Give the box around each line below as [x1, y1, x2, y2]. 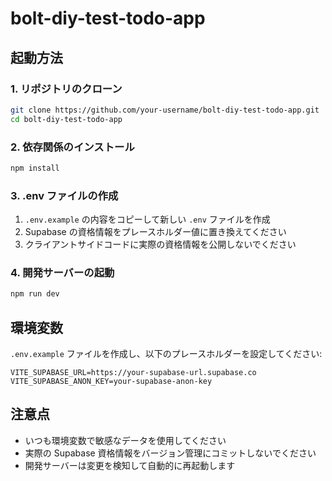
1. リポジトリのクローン [10, 82, 123, 96]
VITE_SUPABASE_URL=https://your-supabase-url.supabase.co [10, 368, 257, 378]
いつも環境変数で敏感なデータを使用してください [24, 434, 227, 446]
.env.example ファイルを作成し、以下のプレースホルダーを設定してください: [10, 348, 323, 360]
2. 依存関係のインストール [10, 140, 135, 154]
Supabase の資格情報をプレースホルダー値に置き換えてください [24, 226, 287, 238]
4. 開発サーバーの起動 [10, 266, 115, 280]
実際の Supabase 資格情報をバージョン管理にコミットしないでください [24, 447, 317, 459]
